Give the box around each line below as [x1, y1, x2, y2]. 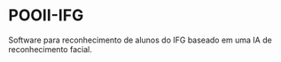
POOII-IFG [8, 5, 84, 26]
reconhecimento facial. [8, 43, 92, 54]
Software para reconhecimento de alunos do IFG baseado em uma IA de [8, 35, 272, 45]
